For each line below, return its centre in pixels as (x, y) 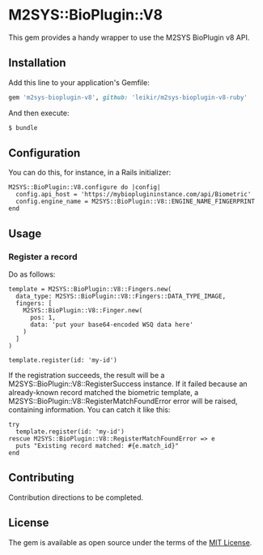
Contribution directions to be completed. (76, 497)
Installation (37, 63)
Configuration (45, 153)
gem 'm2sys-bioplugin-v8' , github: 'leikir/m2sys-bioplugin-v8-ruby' (128, 97)
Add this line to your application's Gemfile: (79, 82)
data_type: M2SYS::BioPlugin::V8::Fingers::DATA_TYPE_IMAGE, (121, 296)
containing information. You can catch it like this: (89, 410)
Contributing (41, 478)
